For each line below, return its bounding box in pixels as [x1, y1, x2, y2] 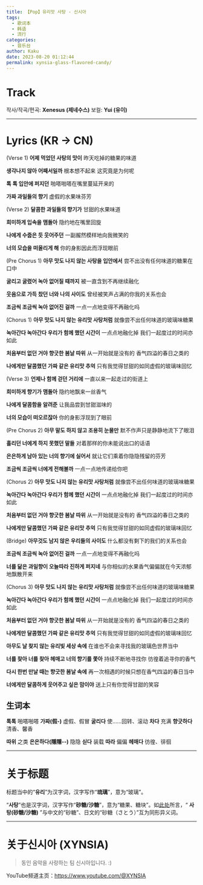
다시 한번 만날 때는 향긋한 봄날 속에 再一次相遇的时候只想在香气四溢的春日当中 [6, 668, 195, 676]
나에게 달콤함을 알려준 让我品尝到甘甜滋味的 [6, 401, 112, 409]
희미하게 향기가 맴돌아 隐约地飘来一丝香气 [6, 388, 107, 395]
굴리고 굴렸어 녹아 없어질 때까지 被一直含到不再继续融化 [6, 278, 140, 285]
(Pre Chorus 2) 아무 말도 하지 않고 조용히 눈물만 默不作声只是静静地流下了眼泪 [6, 427, 195, 434]
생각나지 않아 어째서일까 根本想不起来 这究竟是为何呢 [6, 167, 135, 174]
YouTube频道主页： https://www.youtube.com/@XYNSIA [6, 872, 146, 880]
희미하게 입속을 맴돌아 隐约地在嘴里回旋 [6, 219, 101, 226]
